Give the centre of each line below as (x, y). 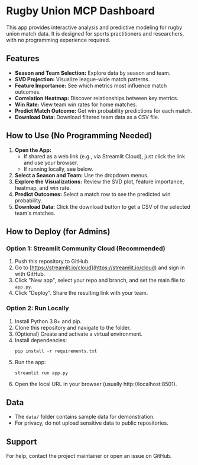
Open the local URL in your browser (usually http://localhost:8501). (96, 384)
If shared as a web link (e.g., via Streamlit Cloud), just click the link (104, 156)
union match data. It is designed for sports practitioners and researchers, (95, 33)
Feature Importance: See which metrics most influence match (91, 85)
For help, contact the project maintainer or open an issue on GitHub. (89, 456)
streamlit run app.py (41, 373)
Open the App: (33, 150)
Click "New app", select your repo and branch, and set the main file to (100, 281)
